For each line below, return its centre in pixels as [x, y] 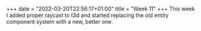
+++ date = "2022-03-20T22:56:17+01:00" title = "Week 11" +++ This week [101, 9]
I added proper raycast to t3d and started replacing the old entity [87, 15]
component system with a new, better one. [60, 22]
